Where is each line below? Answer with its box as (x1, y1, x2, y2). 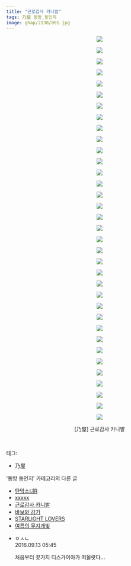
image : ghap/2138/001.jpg (6, 20, 70, 25)
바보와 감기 (14, 509, 41, 516)
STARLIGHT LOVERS (14, 515, 65, 522)
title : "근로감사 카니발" (6, 8, 62, 15)
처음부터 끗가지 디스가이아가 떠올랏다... (14, 554, 106, 561)
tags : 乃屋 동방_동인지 (6, 14, 57, 20)
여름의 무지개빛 (14, 522, 50, 529)
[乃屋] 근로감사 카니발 (74, 426, 126, 433)
